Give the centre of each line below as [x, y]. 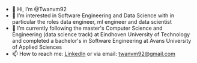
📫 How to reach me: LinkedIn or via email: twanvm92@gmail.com [93, 54]
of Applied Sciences [37, 47]
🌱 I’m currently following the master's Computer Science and [87, 28]
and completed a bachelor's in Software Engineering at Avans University [102, 41]
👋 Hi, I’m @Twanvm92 [39, 9]
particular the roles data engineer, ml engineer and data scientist [92, 22]
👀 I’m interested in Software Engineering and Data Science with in [93, 15]
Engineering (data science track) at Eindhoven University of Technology [101, 34]
